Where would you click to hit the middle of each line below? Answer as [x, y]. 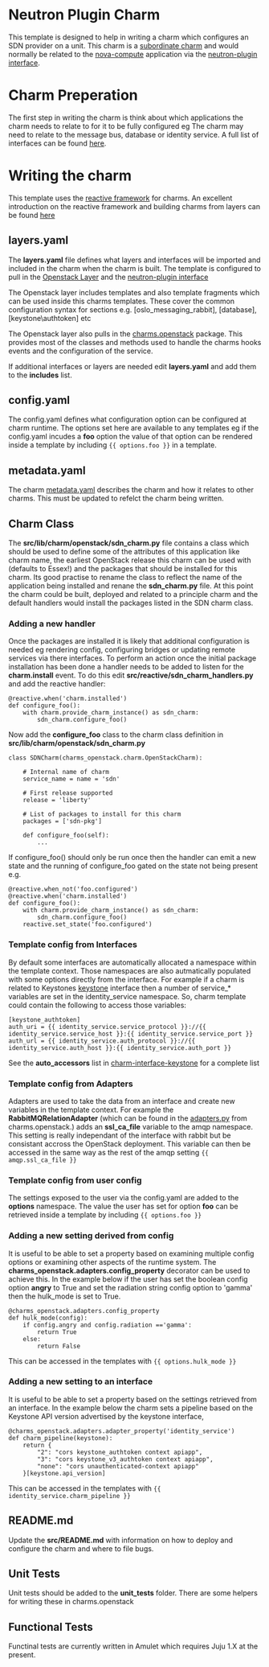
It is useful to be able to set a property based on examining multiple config [131, 1253]
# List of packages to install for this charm [102, 814]
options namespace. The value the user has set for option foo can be [123, 1206]
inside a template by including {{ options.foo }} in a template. [112, 445]
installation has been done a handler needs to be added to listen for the [126, 667]
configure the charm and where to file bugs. [81, 1548]
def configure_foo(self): [66, 836]
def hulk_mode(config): [48, 1318]
